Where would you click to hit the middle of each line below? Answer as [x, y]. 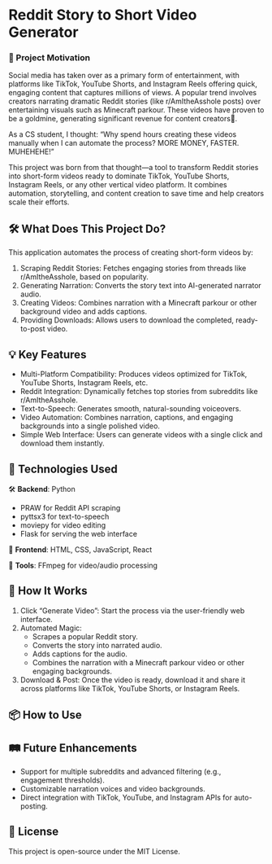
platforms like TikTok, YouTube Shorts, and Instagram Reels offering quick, [133, 84]
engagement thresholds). [63, 780]
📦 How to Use [45, 715]
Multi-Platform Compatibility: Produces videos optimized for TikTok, [134, 374]
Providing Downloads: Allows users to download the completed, [127, 320]
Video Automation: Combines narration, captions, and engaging [127, 418]
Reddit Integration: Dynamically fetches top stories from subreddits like [139, 392]
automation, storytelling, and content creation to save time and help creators [136, 194]
